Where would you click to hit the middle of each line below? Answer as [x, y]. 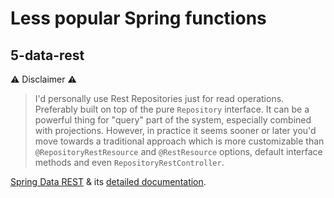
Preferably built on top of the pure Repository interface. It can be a [172, 109]
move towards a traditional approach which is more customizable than [179, 141]
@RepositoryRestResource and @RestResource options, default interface [178, 151]
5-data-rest [47, 55]
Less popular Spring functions [138, 18]
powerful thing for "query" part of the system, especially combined [173, 120]
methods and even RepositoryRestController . [129, 162]
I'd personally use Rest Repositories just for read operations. [159, 98]
